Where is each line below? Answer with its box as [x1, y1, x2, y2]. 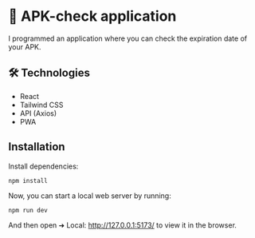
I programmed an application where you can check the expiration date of [8, 34, 248, 43]
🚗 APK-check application [8, 7, 177, 26]
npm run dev [8, 206, 48, 214]
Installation [8, 140, 65, 154]
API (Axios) [19, 108, 57, 118]
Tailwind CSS [19, 100, 64, 109]
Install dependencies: [8, 161, 79, 171]
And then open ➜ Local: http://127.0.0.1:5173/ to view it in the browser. [8, 220, 237, 230]
